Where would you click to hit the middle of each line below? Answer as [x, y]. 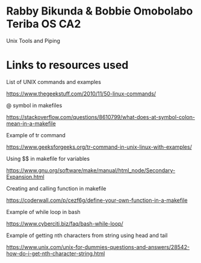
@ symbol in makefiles [34, 105]
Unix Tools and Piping [33, 41]
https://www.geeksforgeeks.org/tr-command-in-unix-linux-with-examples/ [99, 147]
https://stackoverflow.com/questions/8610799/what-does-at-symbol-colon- [101, 117]
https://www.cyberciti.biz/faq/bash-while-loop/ [65, 223]
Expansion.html [25, 177]
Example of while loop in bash [43, 212]
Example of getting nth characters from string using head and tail [87, 235]
